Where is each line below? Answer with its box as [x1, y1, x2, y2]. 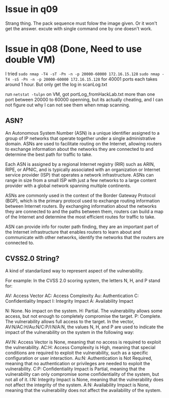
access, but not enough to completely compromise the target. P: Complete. [5, 313, 161, 319]
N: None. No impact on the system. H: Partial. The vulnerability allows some [5, 308, 163, 314]
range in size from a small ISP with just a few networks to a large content [5, 177, 156, 183]
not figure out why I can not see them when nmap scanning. [5, 102, 130, 108]
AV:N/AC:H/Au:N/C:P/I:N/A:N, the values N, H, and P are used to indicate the [5, 324, 164, 330]
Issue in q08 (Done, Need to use [5, 43, 142, 55]
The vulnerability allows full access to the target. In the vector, [5, 318, 135, 324]
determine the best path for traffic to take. [5, 151, 92, 157]
